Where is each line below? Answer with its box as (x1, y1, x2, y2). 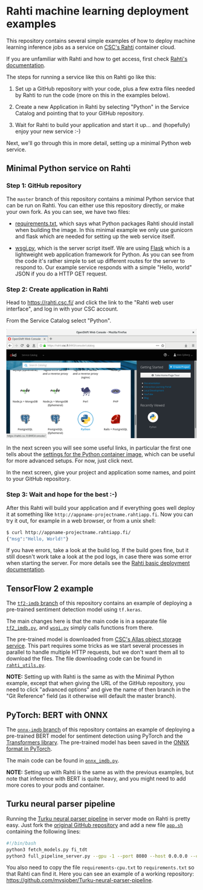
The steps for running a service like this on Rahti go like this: (6, 73, 156, 80)
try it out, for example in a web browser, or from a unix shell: (6, 517, 156, 524)
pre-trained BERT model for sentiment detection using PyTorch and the (6, 732, 183, 740)
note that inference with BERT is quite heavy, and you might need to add (6, 775, 186, 782)
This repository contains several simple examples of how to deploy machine (6, 37, 195, 44)
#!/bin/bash (6, 840, 36, 846)
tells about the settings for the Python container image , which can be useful (6, 451, 195, 458)
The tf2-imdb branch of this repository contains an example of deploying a (6, 599, 192, 607)
